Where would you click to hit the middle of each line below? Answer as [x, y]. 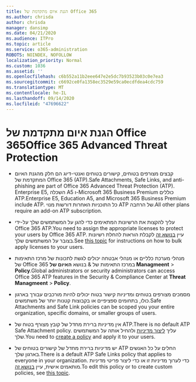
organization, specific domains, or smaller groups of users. [85, 313]
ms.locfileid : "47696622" [37, 104]
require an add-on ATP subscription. [58, 211]
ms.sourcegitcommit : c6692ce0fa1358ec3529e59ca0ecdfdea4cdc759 [85, 82]
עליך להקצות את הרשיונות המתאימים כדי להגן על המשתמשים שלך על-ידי [95, 222]
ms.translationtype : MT [35, 88]
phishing [25, 186]
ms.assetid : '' [25, 71]
